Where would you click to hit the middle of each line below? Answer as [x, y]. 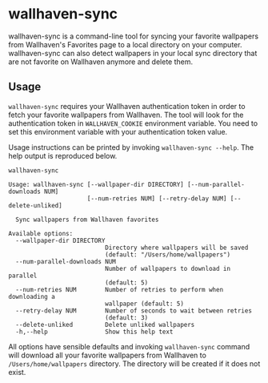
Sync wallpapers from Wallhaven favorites [87, 220]
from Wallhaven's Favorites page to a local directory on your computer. [125, 44]
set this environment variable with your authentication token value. [118, 131]
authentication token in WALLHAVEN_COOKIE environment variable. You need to [133, 123]
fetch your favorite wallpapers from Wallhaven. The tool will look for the [126, 115]
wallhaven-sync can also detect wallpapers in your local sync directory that [133, 53]
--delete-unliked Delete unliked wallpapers [105, 325]
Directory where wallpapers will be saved [177, 248]
